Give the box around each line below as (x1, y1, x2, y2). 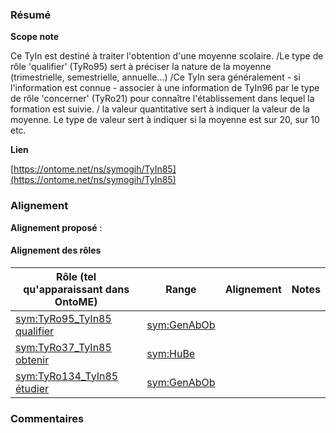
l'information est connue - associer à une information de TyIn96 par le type (10, 82, 320, 94)
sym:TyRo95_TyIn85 (15, 311, 112, 325)
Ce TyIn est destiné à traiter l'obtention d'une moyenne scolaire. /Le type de (10, 50, 324, 62)
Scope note (10, 31, 60, 43)
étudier (15, 381, 50, 395)
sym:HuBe (146, 346, 196, 360)
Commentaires (10, 411, 85, 425)
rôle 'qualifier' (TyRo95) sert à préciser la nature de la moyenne (10, 61, 272, 73)
